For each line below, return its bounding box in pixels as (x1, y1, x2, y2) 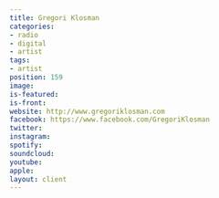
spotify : (9, 141, 43, 150)
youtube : (9, 157, 43, 167)
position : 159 (9, 73, 64, 82)
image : (9, 81, 35, 90)
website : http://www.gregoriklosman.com (9, 107, 166, 116)
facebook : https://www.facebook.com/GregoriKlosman (9, 115, 210, 124)
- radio (9, 30, 39, 39)
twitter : (9, 124, 43, 133)
